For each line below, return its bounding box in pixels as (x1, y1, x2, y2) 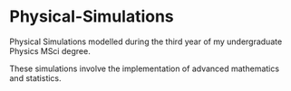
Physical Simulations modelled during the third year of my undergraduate (9, 36, 283, 47)
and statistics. (9, 72, 62, 83)
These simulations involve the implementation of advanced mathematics (9, 63, 279, 74)
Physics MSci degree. (9, 45, 91, 56)
